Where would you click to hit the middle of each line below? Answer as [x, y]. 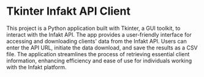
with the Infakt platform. [36, 67]
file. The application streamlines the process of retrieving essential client [98, 54]
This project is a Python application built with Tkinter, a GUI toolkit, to [93, 28]
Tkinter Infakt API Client [68, 11]
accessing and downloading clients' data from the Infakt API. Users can [96, 41]
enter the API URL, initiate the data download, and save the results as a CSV [102, 48]
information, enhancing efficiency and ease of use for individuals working [99, 61]
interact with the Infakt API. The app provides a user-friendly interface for [99, 34]
